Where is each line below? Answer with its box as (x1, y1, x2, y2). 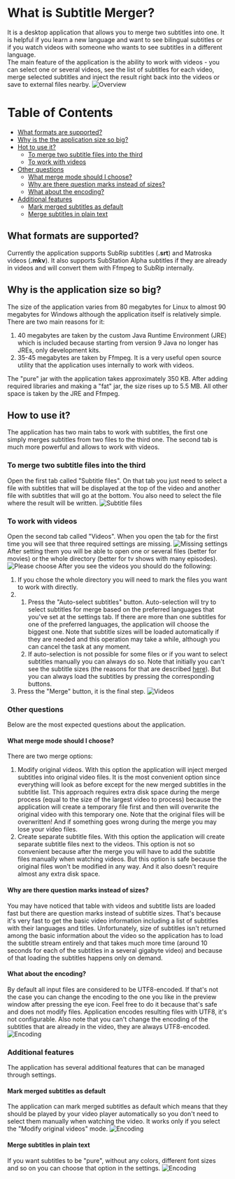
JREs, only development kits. (17, 345, 101, 354)
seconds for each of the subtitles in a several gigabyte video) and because (7, 946, 222, 954)
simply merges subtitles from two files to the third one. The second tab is (7, 436, 218, 444)
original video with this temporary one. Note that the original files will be (17, 811, 225, 819)
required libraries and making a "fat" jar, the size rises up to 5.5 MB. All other (7, 382, 228, 390)
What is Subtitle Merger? (7, 5, 155, 21)
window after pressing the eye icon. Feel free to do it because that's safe (7, 1000, 218, 1008)
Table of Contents (7, 105, 113, 120)
